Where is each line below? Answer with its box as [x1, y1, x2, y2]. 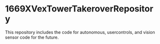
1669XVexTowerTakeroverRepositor [5, 3, 154, 14]
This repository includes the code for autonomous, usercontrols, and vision [5, 29, 155, 35]
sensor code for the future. [5, 34, 59, 40]
